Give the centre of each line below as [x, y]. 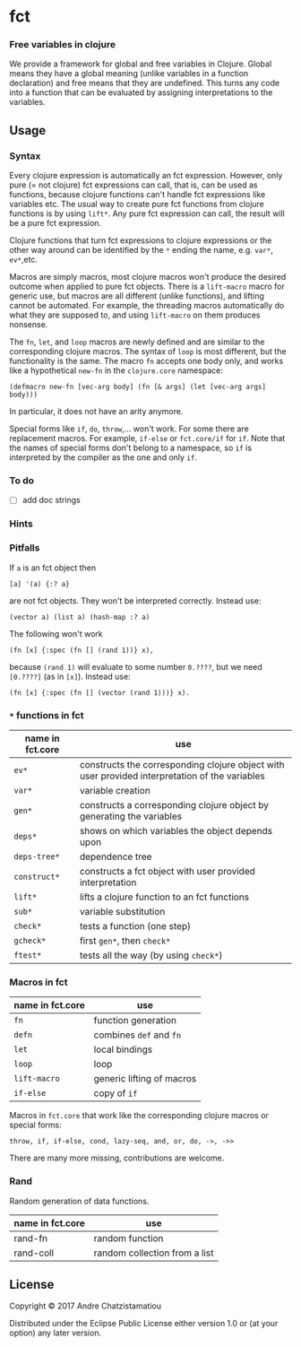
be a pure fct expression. [55, 223]
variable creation [115, 791]
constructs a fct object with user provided [167, 872]
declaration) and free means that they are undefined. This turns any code [145, 83]
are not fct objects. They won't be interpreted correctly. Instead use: [135, 600]
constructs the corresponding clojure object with [182, 765]
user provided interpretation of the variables [172, 776]
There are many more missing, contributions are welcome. [117, 1158]
